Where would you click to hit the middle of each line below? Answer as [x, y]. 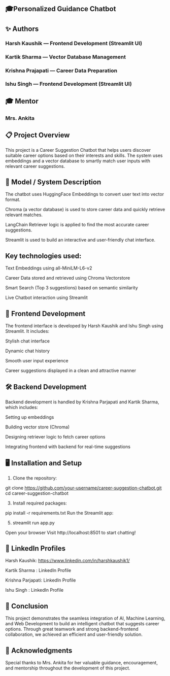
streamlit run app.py [33, 523]
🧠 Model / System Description [53, 182]
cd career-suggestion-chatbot [37, 493]
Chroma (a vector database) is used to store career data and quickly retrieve [85, 210]
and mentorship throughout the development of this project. [68, 668]
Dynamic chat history [27, 351]
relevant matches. [24, 215]
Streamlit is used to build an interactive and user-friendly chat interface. [80, 240]
